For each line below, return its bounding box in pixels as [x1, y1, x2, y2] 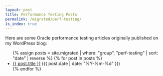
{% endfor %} [12, 66, 42, 72]
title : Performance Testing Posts [5, 12, 78, 17]
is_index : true [5, 21, 37, 26]
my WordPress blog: [5, 40, 47, 46]
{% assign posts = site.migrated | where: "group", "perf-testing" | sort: [12, 50, 158, 56]
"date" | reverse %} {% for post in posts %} [12, 55, 103, 61]
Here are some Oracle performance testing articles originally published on [5, 35, 158, 41]
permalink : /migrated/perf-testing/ [5, 16, 82, 21]
